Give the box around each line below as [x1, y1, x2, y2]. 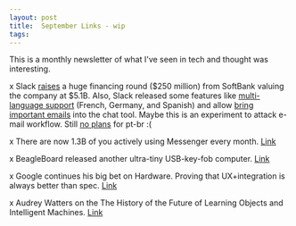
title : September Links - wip [9, 21, 126, 30]
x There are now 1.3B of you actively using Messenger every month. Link [9, 136, 276, 147]
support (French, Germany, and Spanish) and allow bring [45, 100, 254, 111]
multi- [238, 90, 260, 101]
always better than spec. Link [9, 180, 118, 191]
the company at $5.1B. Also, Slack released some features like [9, 90, 237, 101]
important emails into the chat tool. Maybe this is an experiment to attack [9, 109, 277, 121]
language [9, 100, 44, 111]
